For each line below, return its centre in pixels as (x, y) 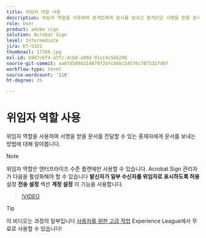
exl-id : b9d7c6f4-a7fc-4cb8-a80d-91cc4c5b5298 (67, 58)
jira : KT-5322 (25, 47)
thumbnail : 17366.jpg (34, 52)
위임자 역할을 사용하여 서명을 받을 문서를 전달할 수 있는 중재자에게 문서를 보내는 (101, 136)
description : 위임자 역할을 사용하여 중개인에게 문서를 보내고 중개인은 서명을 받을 (98, 18)
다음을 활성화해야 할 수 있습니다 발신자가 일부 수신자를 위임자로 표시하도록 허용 (106, 177)
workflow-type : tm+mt (34, 69)
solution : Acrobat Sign (37, 35)
